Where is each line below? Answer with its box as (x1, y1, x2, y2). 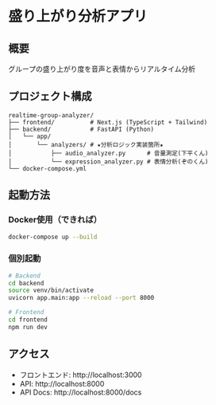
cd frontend (8, 316, 48, 324)
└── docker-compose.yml (8, 164, 87, 172)
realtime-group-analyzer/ (8, 111, 94, 120)
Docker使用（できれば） (8, 214, 102, 226)
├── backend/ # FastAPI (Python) (8, 125, 155, 133)
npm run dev (8, 323, 48, 331)
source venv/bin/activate (8, 286, 94, 295)
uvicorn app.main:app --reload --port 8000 (8, 294, 155, 302)
